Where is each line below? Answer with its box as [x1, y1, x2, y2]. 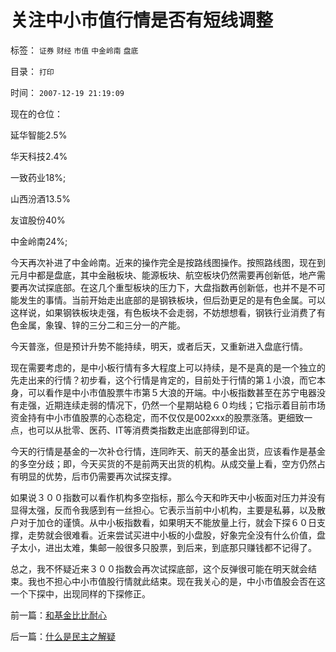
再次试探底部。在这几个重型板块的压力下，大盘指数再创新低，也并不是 [18, 281, 308, 293]
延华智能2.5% [10, 129, 68, 141]
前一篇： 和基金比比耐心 [10, 609, 107, 621]
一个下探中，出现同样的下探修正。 [10, 587, 151, 600]
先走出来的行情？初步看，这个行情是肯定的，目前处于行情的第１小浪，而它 [10, 374, 317, 386]
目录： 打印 [10, 65, 55, 77]
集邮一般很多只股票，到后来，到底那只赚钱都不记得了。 [88, 541, 317, 553]
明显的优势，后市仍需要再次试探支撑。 [18, 470, 177, 482]
